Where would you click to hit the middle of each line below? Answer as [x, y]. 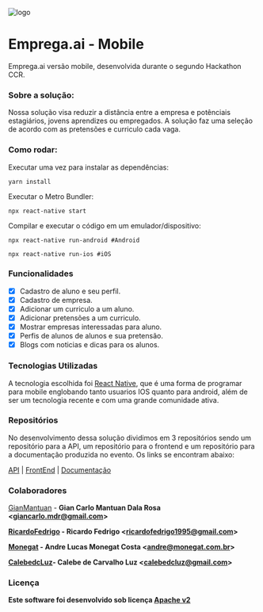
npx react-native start [48, 211]
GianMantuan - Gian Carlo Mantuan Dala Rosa [84, 508]
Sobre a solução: [41, 95]
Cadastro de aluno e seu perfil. [70, 291]
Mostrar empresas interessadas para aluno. [91, 327]
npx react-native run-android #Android [74, 240]
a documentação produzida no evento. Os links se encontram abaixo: [122, 454]
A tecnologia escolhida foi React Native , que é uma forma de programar [125, 383]
